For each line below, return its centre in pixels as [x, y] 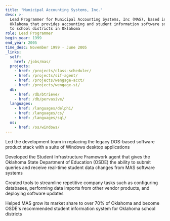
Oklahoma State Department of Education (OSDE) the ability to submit [78, 162]
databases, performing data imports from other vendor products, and [77, 188]
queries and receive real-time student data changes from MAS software [80, 168]
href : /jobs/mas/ [33, 62]
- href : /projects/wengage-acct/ [50, 80]
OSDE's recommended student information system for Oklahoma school [80, 208]
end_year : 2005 [21, 43]
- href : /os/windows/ [37, 127]
